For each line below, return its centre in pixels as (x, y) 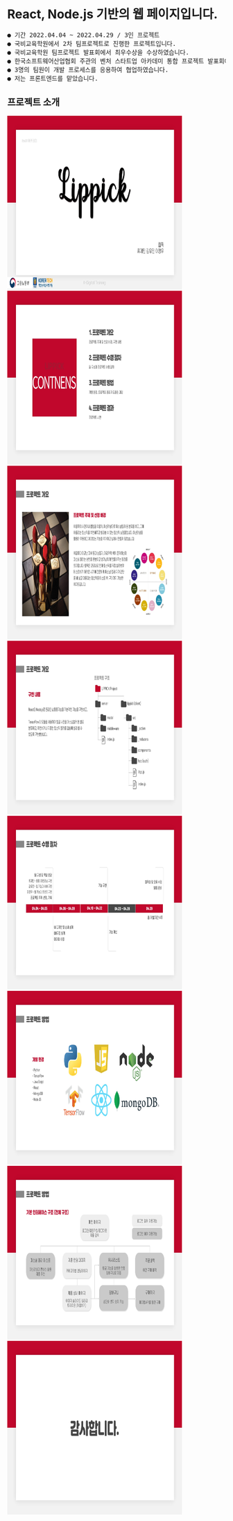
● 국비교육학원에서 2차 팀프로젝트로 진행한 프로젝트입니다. (92, 43)
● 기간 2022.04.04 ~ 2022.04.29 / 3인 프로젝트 (84, 35)
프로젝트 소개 (34, 102)
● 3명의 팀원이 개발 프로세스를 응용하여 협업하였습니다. (88, 69)
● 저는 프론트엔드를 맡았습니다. (53, 78)
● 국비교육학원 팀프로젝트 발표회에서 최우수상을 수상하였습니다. (98, 52)
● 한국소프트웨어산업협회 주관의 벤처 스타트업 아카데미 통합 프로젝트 (106, 61)
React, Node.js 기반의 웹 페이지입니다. (113, 14)
